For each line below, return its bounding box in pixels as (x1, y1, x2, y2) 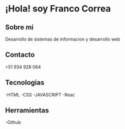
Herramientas (5, 106, 49, 115)
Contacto (5, 50, 35, 59)
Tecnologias (5, 78, 44, 87)
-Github (5, 119, 21, 125)
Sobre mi (5, 23, 34, 31)
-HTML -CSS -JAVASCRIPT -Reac (5, 91, 75, 97)
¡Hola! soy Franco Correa (5, 3, 111, 14)
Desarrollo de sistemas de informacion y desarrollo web (5, 36, 120, 42)
